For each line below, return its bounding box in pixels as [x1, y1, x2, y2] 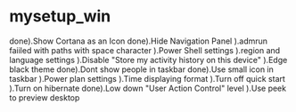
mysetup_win [9, 6, 111, 27]
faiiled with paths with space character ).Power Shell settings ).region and [9, 44, 281, 55]
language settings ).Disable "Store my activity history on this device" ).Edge [9, 54, 288, 65]
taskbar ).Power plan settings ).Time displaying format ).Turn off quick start [9, 73, 285, 84]
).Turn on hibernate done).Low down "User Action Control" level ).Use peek [9, 83, 287, 93]
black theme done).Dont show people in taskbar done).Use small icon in [9, 64, 275, 75]
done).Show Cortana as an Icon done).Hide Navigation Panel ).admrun [9, 36, 268, 46]
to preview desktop [9, 92, 80, 103]
